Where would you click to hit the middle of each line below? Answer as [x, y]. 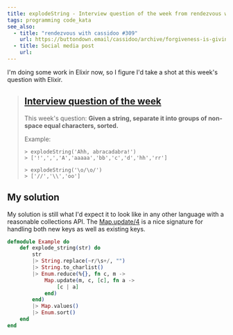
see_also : [21, 26]
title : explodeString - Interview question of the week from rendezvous [114, 14]
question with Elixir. [35, 79]
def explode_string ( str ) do [60, 248]
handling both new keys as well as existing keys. [76, 229]
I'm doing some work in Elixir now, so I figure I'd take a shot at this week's [113, 72]
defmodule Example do [38, 242]
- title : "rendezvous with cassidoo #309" [76, 33]
